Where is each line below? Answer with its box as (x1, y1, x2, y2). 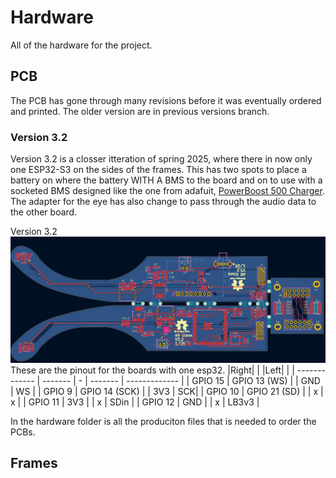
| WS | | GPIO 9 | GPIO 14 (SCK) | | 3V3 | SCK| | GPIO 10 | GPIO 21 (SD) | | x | (10, 385, 324, 397)
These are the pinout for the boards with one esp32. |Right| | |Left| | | (10, 364, 295, 376)
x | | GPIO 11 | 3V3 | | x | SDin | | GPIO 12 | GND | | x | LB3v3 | (10, 396, 260, 408)
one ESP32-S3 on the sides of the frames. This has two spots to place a (10, 164, 307, 176)
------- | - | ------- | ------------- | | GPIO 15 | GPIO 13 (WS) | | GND (42, 374, 321, 386)
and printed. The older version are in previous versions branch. (10, 105, 270, 117)
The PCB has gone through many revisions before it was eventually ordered (10, 94, 322, 106)
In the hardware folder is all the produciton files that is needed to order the (10, 415, 317, 427)
